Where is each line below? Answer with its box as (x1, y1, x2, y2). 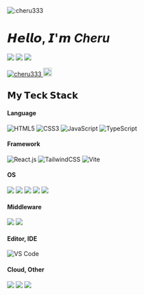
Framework (7, 140, 40, 148)
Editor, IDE (7, 234, 38, 243)
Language (7, 108, 36, 117)
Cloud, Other (7, 265, 45, 274)
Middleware (7, 202, 43, 211)
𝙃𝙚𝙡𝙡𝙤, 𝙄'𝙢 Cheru (7, 31, 110, 46)
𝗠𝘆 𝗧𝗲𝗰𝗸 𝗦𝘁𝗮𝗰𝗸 (7, 90, 79, 102)
